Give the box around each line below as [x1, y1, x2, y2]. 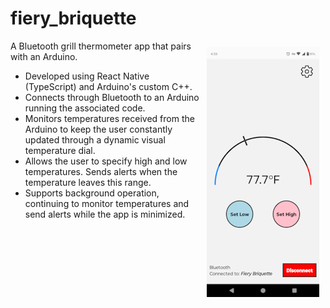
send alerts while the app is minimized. [24, 208, 186, 220]
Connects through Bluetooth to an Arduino [24, 91, 200, 103]
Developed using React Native [24, 70, 150, 82]
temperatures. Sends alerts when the [24, 165, 178, 177]
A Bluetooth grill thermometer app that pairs [10, 40, 192, 52]
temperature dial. [24, 144, 96, 156]
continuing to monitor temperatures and [24, 197, 190, 209]
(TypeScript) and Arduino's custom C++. [24, 80, 193, 92]
